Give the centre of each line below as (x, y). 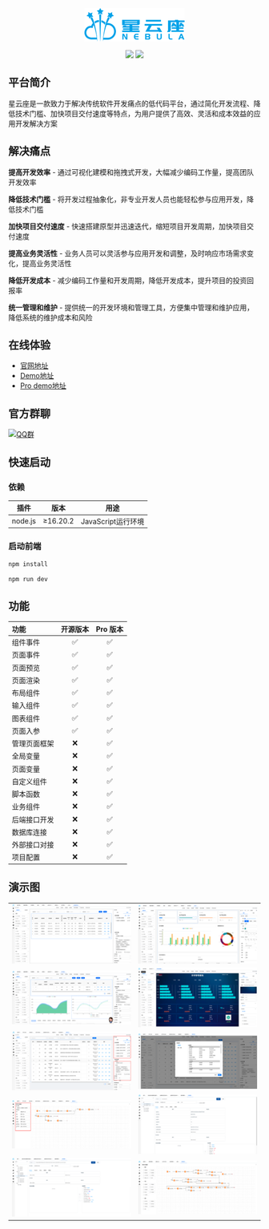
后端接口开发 (33, 819)
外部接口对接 (33, 845)
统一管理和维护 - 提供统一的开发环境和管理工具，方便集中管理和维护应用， (131, 307)
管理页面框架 (33, 744)
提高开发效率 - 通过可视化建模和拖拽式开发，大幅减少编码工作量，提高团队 (131, 172)
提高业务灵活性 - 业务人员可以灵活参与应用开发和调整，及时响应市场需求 (128, 253)
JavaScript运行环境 (112, 521)
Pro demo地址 (43, 386)
